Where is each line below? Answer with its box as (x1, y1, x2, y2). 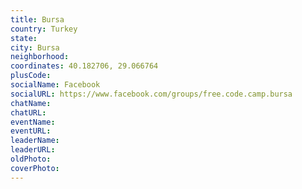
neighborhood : (10, 52, 70, 62)
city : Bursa (10, 42, 60, 53)
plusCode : (10, 71, 52, 81)
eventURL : (10, 126, 52, 136)
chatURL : (10, 107, 47, 118)
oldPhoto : (10, 154, 52, 164)
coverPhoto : (10, 163, 60, 173)
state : (10, 33, 38, 43)
